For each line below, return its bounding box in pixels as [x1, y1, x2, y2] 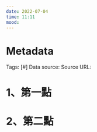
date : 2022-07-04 [6, 8, 49, 15]
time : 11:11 [6, 14, 35, 20]
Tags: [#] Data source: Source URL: [6, 63, 92, 70]
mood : [6, 19, 19, 25]
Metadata [6, 44, 54, 58]
